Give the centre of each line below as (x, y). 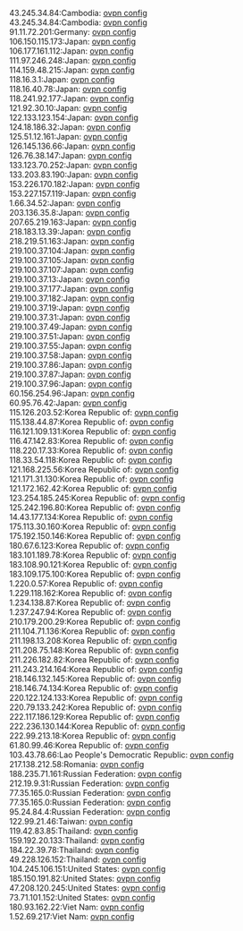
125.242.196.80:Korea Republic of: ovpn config (95, 508)
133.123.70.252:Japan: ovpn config (73, 165)
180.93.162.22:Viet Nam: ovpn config (77, 907)
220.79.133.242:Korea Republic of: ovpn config (96, 707)
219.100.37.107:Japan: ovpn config (71, 269)
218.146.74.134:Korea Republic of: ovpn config (94, 688)
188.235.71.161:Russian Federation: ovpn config (96, 774)
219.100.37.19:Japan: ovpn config (70, 307)
